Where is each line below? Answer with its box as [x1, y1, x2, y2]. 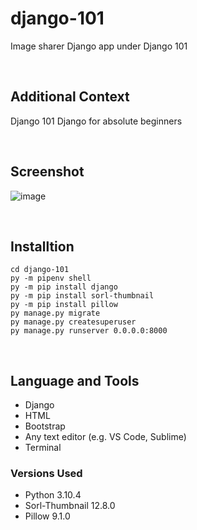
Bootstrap [24, 420, 66, 432]
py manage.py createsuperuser [10, 317, 137, 327]
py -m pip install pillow [10, 300, 118, 310]
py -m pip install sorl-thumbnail [10, 291, 155, 301]
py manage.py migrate [10, 308, 101, 319]
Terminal [24, 442, 62, 454]
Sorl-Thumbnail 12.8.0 [24, 500, 116, 512]
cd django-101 [10, 265, 70, 275]
